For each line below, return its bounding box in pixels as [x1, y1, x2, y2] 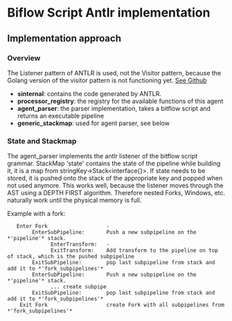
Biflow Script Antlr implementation [7, 5, 211, 21]
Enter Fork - [16, 223, 110, 230]
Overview [7, 53, 41, 63]
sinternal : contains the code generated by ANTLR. [17, 89, 161, 98]
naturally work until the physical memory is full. [7, 196, 142, 205]
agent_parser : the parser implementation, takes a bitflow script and [17, 104, 211, 112]
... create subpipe [51, 284, 107, 291]
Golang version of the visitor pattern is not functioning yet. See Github [7, 76, 207, 84]
